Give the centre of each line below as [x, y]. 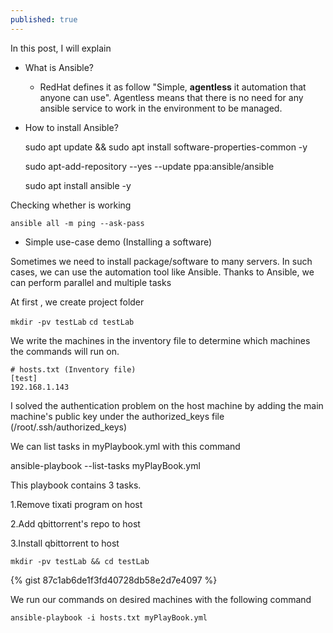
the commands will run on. [65, 351]
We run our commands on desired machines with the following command [161, 599]
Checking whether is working [71, 205]
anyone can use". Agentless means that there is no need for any [171, 97]
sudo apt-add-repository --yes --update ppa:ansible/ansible [149, 166]
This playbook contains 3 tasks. [76, 485]
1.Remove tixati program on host [76, 504]
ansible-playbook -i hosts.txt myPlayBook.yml [109, 617]
